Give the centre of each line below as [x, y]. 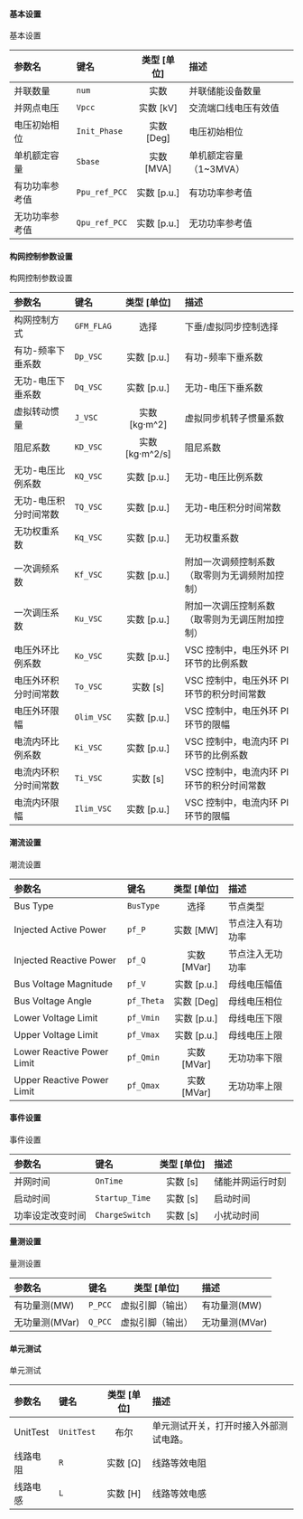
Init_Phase [100, 132]
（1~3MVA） [217, 169]
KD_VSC [88, 447]
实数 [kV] [158, 108]
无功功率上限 [256, 1086]
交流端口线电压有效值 [234, 108]
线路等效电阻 [179, 1463]
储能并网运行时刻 [250, 1182]
